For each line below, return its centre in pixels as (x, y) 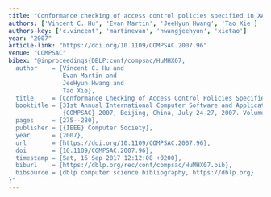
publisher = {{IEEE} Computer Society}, (84, 128)
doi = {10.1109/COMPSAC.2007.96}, (84, 150)
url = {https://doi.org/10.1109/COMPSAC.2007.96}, (113, 143)
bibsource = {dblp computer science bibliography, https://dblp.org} (135, 173)
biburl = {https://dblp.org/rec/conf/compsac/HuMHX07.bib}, (124, 166)
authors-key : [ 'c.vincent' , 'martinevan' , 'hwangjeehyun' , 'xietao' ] (128, 31)
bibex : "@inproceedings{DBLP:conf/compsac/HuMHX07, (97, 61)
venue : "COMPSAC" (38, 53)
